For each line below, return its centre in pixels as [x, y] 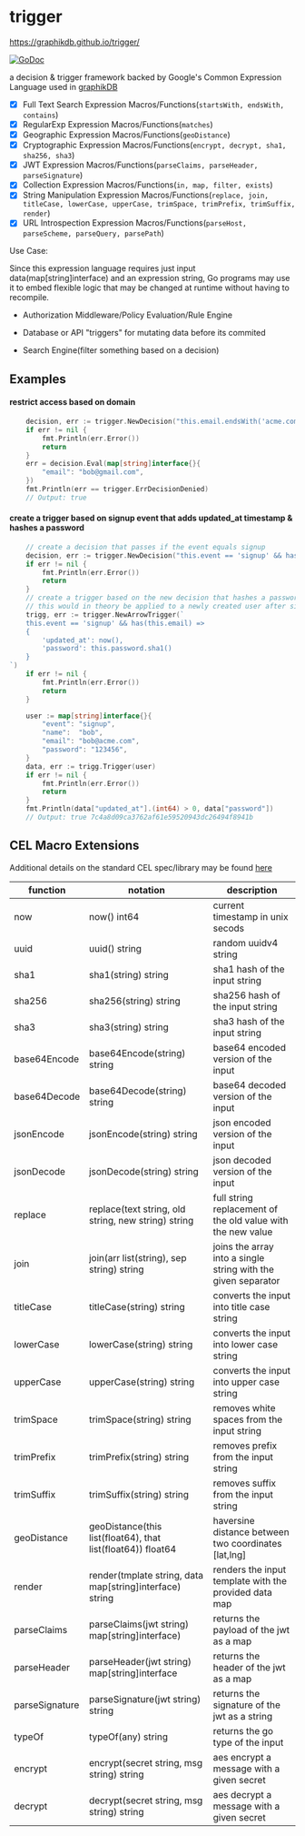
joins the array [243, 1246]
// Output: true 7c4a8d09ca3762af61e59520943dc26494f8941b [140, 817]
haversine [234, 1520]
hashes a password [47, 528]
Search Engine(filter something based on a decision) [121, 350]
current [229, 905]
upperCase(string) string [142, 1382]
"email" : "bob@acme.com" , [91, 741]
